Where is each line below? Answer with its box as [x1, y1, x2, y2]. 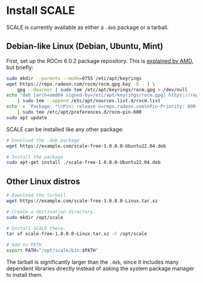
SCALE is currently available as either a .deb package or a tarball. [6, 24, 169, 31]
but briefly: [6, 63, 34, 71]
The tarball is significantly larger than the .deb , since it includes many [6, 258, 179, 266]
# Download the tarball [6, 192, 66, 198]
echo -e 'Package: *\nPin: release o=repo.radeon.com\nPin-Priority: [6, 103, 185, 109]
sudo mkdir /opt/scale [6, 214, 63, 221]
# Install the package [6, 154, 63, 160]
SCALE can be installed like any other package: [6, 125, 124, 133]
